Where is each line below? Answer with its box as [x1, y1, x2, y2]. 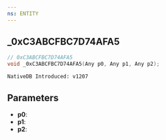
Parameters [7, 91, 59, 104]
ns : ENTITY [7, 10, 39, 17]
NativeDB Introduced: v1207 [7, 73, 89, 80]
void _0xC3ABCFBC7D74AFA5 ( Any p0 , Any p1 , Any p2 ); [7, 60, 160, 68]
